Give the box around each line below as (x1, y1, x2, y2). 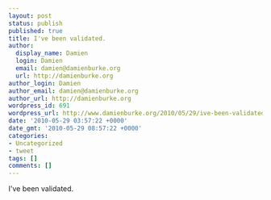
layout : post (8, 11, 52, 20)
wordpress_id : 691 (8, 102, 70, 110)
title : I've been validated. (8, 34, 106, 43)
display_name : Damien (15, 49, 89, 57)
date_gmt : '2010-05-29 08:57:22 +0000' (8, 124, 143, 132)
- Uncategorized (8, 139, 63, 148)
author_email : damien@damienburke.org (8, 86, 139, 95)
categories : (8, 131, 48, 140)
